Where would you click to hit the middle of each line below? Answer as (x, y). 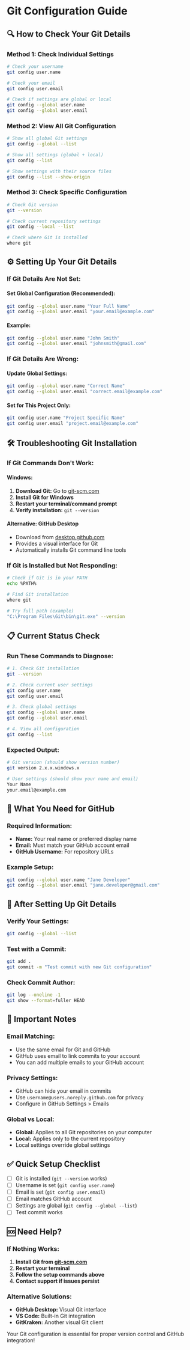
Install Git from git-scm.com (51, 1262)
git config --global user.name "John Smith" (63, 338)
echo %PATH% (22, 584)
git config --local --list (40, 227)
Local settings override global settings (63, 1145)
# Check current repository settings (54, 221)
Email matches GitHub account (54, 1199)
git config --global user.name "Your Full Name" (69, 306)
